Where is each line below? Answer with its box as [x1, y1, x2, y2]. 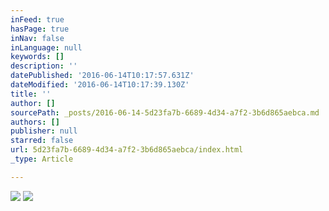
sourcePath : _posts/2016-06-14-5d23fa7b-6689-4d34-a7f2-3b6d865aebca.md [10, 107, 320, 118]
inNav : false [10, 33, 65, 43]
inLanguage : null [10, 42, 83, 53]
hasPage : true [10, 24, 70, 34]
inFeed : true [10, 14, 65, 25]
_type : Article [10, 154, 74, 164]
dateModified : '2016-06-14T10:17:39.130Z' [10, 80, 190, 90]
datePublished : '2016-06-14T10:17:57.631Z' [10, 71, 195, 81]
